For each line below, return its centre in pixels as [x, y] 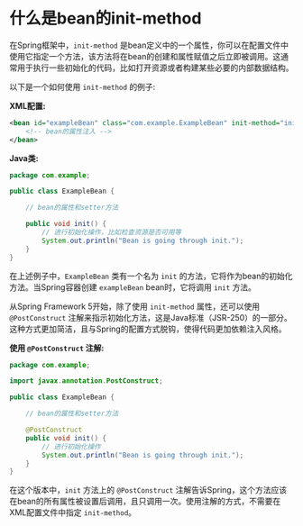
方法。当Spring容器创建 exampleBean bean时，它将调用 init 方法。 [133, 287]
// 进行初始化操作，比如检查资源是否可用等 [112, 232]
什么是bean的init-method [106, 18]
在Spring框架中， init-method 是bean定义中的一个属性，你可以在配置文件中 [149, 45]
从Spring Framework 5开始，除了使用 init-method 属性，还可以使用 [134, 306]
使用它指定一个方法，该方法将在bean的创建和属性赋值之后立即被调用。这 [145, 56]
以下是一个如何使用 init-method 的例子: [83, 86]
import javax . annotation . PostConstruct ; [87, 381]
